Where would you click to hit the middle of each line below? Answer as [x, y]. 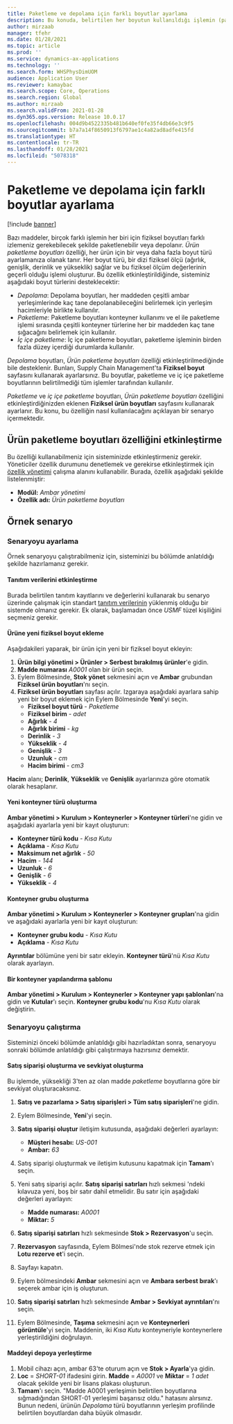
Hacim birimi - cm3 [56, 765]
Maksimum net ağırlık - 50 [56, 853]
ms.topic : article [34, 46]
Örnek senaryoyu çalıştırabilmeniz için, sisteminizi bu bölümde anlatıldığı [111, 556]
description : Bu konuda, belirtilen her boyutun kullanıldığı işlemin [111, 20]
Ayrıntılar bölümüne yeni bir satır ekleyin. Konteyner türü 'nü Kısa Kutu [109, 956]
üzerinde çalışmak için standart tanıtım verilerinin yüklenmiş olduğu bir [108, 602]
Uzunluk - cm [48, 758]
